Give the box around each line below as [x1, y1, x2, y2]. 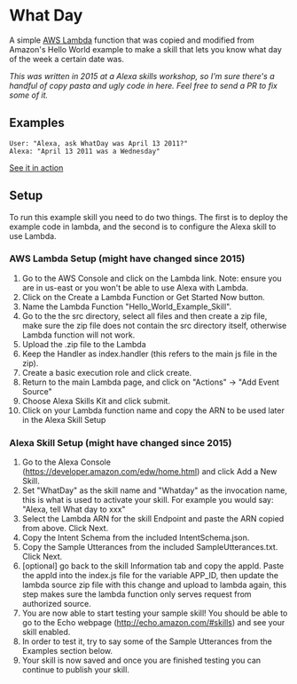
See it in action [9, 162, 64, 173]
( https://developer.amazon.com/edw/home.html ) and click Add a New [21, 466, 277, 477]
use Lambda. [9, 230, 57, 241]
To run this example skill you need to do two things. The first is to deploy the [9, 211, 288, 222]
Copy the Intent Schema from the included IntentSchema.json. [21, 532, 250, 543]
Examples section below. [21, 646, 113, 656]
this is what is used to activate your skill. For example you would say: [21, 495, 274, 505]
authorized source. [21, 599, 91, 609]
